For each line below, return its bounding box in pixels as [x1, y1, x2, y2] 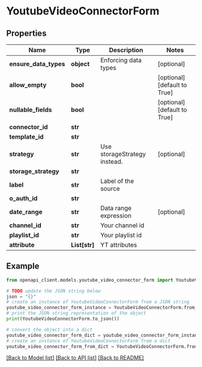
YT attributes [100, 241, 137, 249]
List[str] [71, 241, 95, 249]
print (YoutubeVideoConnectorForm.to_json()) [6, 316, 120, 322]
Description [109, 46, 143, 54]
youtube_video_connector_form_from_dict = [6, 344, 114, 350]
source [100, 184, 120, 193]
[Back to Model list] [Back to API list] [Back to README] [6, 354, 144, 362]
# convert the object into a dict [6, 326, 93, 333]
